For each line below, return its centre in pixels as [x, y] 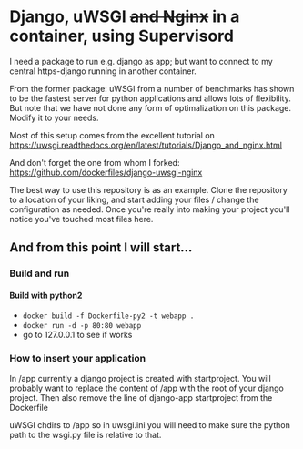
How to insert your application [78, 359]
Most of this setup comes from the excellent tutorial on [112, 135]
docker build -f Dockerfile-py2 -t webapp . [108, 316]
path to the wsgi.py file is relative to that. [86, 434]
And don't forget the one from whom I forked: [95, 162]
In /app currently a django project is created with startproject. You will [140, 378]
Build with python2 [46, 295]
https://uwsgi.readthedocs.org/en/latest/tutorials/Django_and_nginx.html [146, 145]
